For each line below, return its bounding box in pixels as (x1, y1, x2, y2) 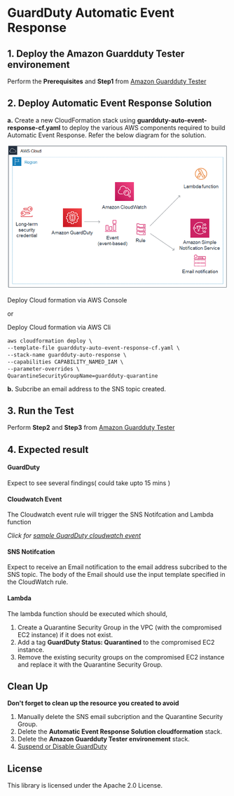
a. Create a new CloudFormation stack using (7, 116, 136, 124)
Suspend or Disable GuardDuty (17, 742, 107, 750)
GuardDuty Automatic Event (7, 5, 174, 21)
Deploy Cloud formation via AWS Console (7, 295, 128, 304)
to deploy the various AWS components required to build (62, 123, 226, 132)
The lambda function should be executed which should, (7, 609, 168, 617)
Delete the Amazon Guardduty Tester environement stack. (17, 735, 191, 743)
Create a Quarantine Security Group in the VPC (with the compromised (17, 623, 222, 631)
